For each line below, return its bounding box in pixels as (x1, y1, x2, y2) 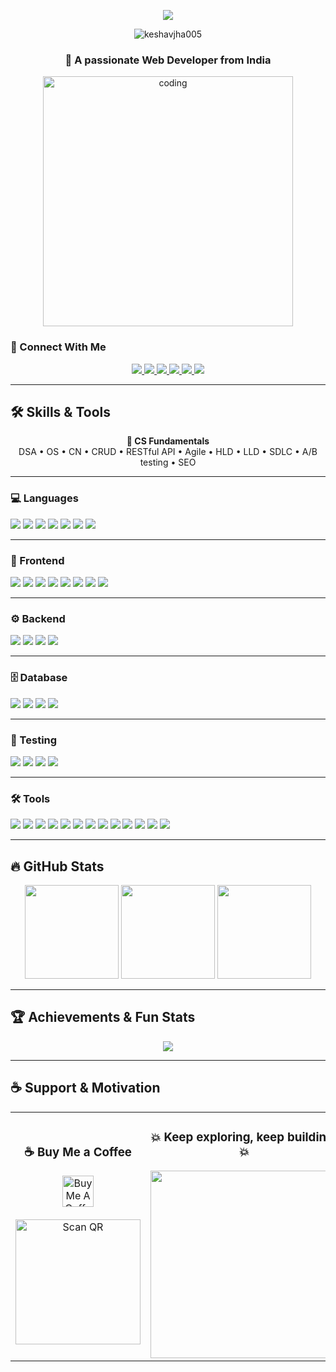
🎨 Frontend (10, 553, 65, 567)
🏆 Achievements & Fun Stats (10, 1009, 196, 1026)
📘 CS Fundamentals (126, 435, 210, 447)
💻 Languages (10, 491, 79, 505)
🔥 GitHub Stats (10, 858, 105, 875)
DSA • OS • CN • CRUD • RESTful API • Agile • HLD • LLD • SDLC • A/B (18, 446, 318, 458)
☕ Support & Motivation (10, 1080, 161, 1097)
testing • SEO (139, 456, 197, 469)
